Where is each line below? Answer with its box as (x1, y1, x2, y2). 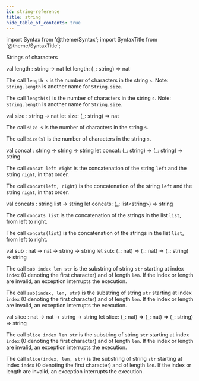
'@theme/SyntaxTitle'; (6, 42, 61, 49)
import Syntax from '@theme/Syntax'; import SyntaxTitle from (6, 36, 157, 43)
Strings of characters (6, 54, 58, 61)
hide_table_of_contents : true (6, 20, 81, 26)
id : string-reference (6, 8, 60, 15)
